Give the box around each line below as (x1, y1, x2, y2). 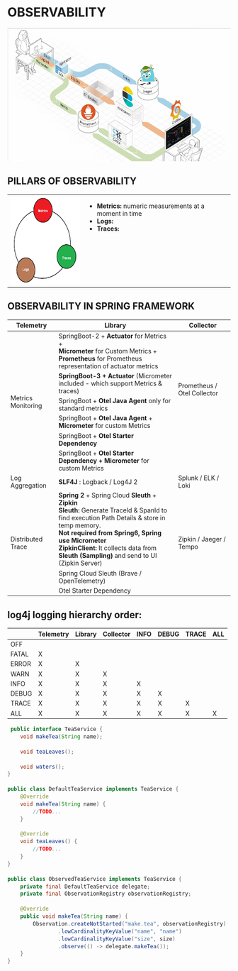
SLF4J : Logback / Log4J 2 (58, 477, 138, 486)
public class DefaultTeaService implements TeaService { (7, 786, 179, 793)
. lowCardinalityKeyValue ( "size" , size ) (57, 935, 176, 943)
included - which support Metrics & (58, 379, 163, 388)
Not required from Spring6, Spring (58, 529, 161, 537)
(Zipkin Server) (58, 559, 103, 568)
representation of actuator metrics (58, 361, 159, 370)
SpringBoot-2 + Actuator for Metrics (58, 331, 167, 340)
